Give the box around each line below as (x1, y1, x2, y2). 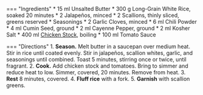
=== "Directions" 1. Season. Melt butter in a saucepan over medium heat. (6, 43, 190, 50)
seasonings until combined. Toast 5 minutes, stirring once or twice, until (6, 56, 187, 63)
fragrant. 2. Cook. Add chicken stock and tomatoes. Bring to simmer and (6, 62, 188, 69)
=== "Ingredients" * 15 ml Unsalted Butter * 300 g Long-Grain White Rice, (6, 5, 191, 12)
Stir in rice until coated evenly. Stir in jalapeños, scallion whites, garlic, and (6, 49, 193, 57)
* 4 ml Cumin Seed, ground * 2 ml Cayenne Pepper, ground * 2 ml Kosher (6, 24, 190, 32)
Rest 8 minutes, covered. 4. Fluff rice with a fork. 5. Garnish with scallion (6, 76, 190, 82)
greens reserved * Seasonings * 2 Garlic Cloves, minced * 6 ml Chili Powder (6, 18, 198, 25)
